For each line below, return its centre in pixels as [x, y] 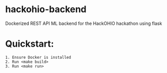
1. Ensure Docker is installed [38, 57]
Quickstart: [30, 44]
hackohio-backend [46, 9]
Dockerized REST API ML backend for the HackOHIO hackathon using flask [84, 23]
